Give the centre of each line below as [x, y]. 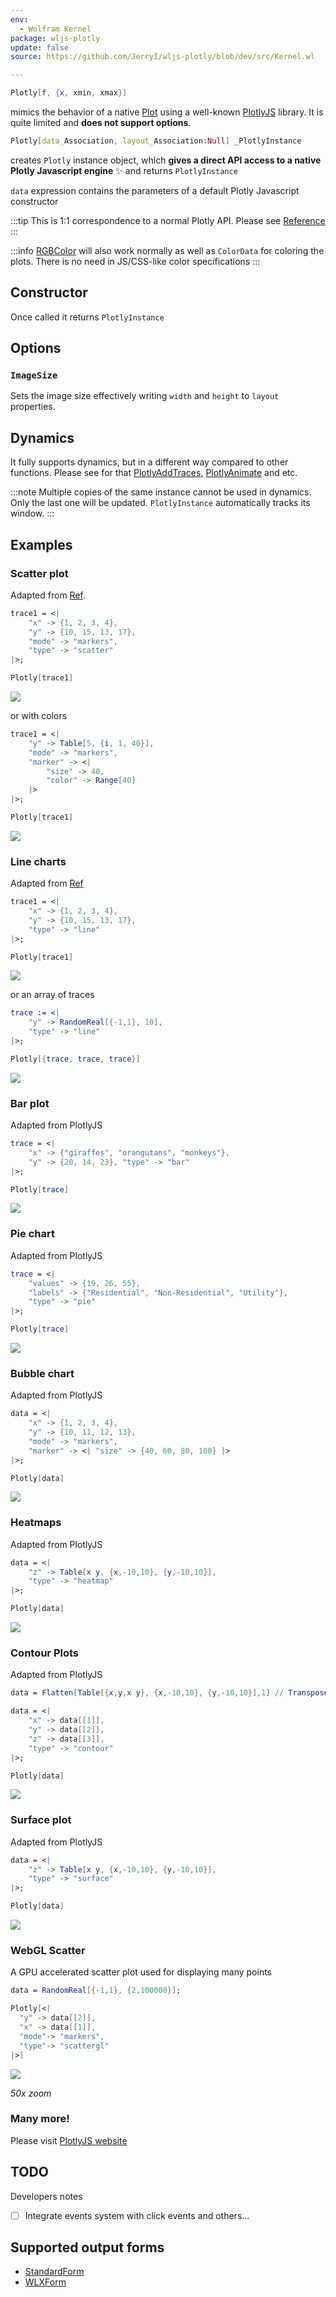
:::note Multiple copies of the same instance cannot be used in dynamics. [161, 492]
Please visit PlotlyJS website [69, 2140]
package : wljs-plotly [55, 38]
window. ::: [32, 513]
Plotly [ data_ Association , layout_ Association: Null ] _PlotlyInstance [156, 141]
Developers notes [46, 2196]
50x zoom [31, 2093]
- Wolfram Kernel [55, 29]
